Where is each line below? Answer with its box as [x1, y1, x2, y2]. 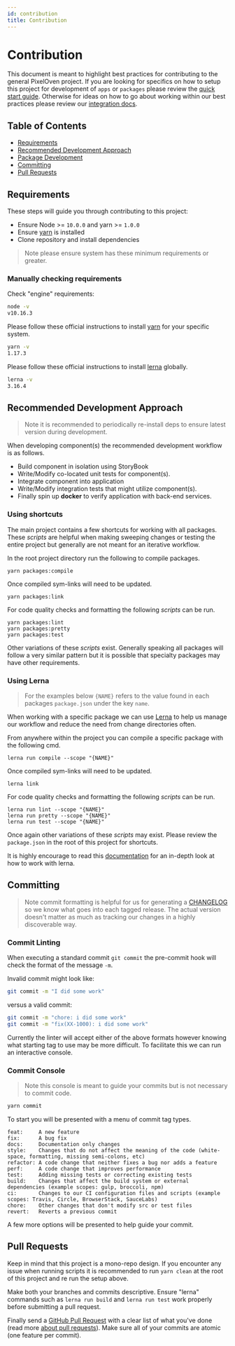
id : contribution [7, 10, 58, 17]
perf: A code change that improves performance [7, 1165, 161, 1172]
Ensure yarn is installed [17, 228, 85, 236]
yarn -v [7, 343, 30, 350]
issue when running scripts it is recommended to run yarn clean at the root [7, 1266, 224, 1275]
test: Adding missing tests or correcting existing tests [7, 1171, 192, 1178]
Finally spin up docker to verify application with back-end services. [17, 492, 212, 501]
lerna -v [7, 375, 33, 383]
